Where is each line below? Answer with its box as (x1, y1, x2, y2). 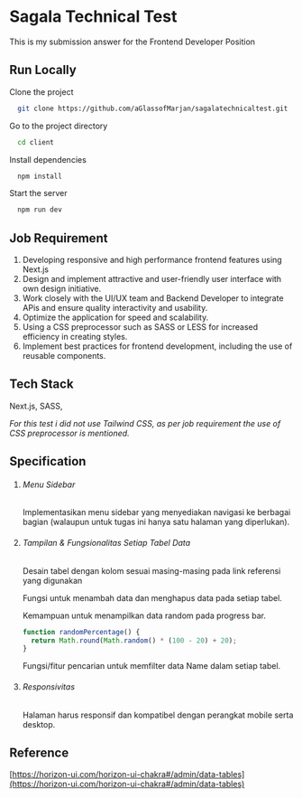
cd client (17, 137, 54, 146)
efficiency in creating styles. (22, 332, 128, 343)
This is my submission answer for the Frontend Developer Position (9, 36, 255, 47)
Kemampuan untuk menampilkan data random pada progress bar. (22, 610, 266, 621)
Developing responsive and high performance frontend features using (22, 255, 282, 266)
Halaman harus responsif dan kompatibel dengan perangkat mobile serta (22, 709, 294, 720)
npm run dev (17, 205, 63, 214)
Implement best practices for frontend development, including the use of (22, 341, 293, 352)
